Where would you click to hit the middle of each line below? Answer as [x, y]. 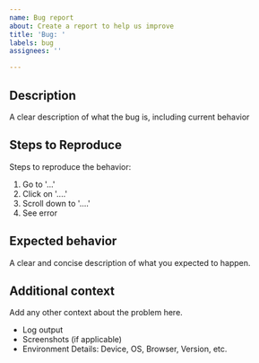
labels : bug [31, 43]
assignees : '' [36, 51]
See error [40, 213]
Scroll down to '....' [56, 203]
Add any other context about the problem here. [96, 313]
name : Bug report [42, 18]
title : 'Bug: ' [38, 34]
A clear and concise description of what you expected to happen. [130, 262]
